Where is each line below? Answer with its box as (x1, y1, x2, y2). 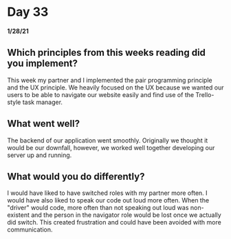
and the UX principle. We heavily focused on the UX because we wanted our (7, 83, 224, 92)
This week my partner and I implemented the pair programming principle (7, 76, 212, 84)
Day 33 (7, 4, 49, 20)
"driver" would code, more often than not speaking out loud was (7, 204, 189, 212)
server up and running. (7, 151, 72, 159)
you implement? (7, 58, 78, 70)
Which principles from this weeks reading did (7, 47, 206, 59)
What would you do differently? (7, 170, 145, 183)
